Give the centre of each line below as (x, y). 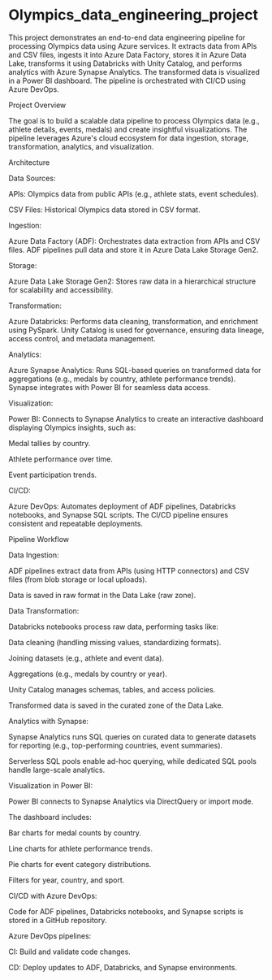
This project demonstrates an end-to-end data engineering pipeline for (127, 37)
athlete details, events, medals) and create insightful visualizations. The (128, 129)
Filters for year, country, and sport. (67, 880)
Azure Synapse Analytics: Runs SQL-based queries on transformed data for (135, 370)
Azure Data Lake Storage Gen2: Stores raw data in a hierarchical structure (132, 281)
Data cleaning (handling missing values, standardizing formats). (115, 642)
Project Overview (37, 105)
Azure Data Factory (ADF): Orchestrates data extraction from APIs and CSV (134, 241)
